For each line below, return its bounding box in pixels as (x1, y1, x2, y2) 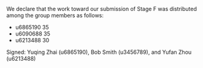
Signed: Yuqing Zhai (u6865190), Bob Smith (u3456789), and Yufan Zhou (6, 48, 192, 56)
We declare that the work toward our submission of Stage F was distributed (6, 6, 197, 12)
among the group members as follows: (6, 12, 104, 19)
